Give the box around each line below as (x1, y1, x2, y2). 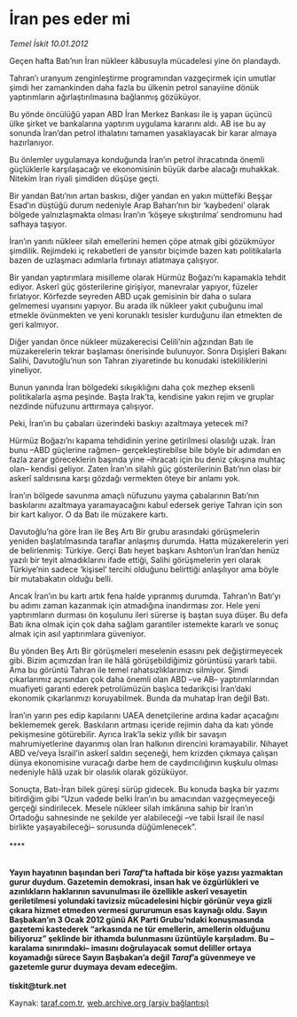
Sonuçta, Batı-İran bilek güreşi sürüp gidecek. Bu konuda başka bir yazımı (9, 783, 279, 794)
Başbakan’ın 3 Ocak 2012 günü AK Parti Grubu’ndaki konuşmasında (9, 914, 264, 925)
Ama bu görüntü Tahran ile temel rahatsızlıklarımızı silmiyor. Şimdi (9, 664, 249, 675)
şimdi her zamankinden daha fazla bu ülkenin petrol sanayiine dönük (9, 82, 260, 92)
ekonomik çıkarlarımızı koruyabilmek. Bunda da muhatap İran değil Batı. (9, 693, 270, 703)
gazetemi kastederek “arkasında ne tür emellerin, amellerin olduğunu (9, 924, 270, 934)
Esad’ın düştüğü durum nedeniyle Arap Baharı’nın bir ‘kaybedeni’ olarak (9, 200, 270, 211)
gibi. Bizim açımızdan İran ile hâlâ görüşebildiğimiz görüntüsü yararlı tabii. (9, 655, 277, 665)
